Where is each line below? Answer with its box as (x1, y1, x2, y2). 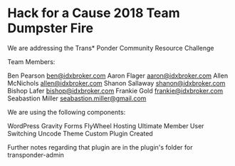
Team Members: (7, 57, 56, 66)
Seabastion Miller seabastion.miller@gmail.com (7, 94, 147, 103)
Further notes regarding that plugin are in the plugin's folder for (7, 142, 194, 151)
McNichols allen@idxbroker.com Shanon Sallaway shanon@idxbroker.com (7, 78, 226, 87)
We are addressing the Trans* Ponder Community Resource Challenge (7, 43, 215, 52)
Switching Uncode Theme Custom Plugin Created (7, 129, 153, 138)
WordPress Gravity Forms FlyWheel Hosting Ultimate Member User (7, 121, 204, 130)
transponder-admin (7, 150, 64, 159)
